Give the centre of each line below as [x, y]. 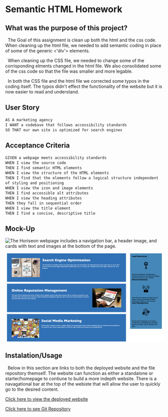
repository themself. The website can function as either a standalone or [79, 373]
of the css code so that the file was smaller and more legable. [69, 71]
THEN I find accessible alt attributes [47, 193]
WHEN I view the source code [36, 163]
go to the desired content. [32, 389]
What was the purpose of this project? [66, 28]
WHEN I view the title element [38, 208]
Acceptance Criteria [37, 146]
